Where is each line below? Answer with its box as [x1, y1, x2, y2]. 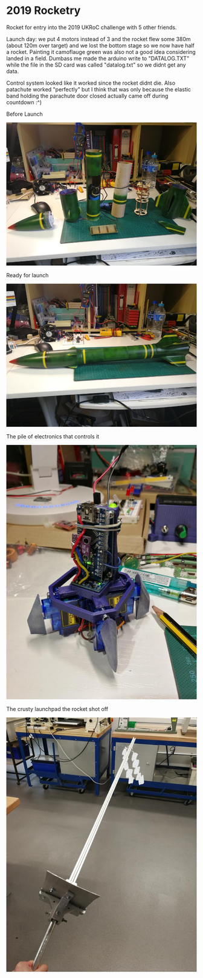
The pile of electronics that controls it [6, 433, 100, 440]
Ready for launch [6, 272, 49, 279]
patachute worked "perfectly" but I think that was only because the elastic [6, 85, 192, 93]
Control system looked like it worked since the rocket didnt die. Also [6, 79, 176, 87]
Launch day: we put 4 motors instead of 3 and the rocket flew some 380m [6, 35, 192, 42]
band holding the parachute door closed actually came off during [6, 92, 169, 99]
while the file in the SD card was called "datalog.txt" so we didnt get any [6, 61, 186, 68]
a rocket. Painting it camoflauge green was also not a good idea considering [6, 48, 196, 55]
